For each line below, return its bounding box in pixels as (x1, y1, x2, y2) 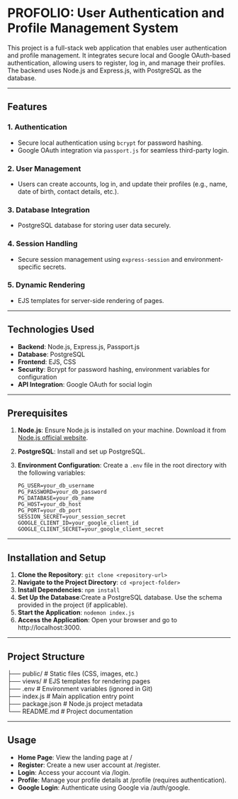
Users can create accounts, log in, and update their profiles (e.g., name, (17, 180, 228, 188)
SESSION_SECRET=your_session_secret (17, 513, 126, 521)
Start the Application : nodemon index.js (17, 608, 135, 617)
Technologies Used (7, 324, 94, 336)
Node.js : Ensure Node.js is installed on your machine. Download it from (17, 426, 227, 434)
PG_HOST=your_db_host (17, 501, 81, 508)
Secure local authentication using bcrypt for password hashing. (17, 138, 203, 147)
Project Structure (7, 651, 85, 663)
